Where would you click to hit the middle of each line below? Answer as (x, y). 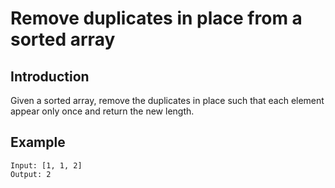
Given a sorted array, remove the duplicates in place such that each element (167, 100)
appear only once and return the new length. (102, 111)
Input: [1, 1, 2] (46, 165)
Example (38, 142)
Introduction (50, 76)
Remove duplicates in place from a (156, 18)
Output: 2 (31, 174)
